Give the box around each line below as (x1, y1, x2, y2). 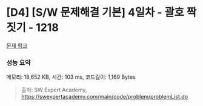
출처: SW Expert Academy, (21, 86, 87, 94)
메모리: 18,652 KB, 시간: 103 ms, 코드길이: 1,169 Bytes (6, 73, 136, 81)
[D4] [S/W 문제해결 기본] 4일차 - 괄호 (6, 5, 185, 19)
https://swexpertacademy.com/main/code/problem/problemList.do (21, 93, 188, 101)
